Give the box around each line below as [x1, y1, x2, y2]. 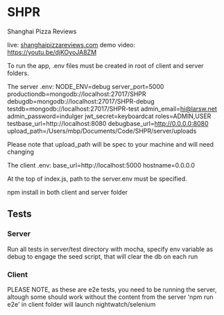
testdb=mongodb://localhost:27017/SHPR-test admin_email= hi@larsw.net [7, 104, 217, 113]
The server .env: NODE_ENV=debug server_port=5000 [7, 82, 164, 90]
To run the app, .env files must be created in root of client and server [7, 61, 204, 70]
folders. [7, 69, 29, 77]
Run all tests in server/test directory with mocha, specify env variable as [7, 245, 214, 253]
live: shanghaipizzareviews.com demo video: [7, 40, 136, 49]
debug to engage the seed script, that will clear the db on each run [7, 252, 198, 261]
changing [7, 147, 35, 156]
